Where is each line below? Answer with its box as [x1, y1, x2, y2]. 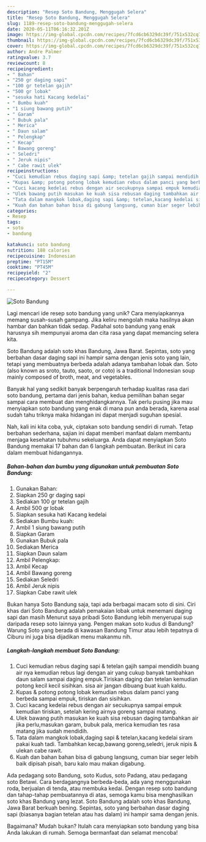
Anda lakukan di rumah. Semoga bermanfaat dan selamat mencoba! [7, 829, 178, 836]
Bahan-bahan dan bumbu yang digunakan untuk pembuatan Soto [7, 463, 179, 470]
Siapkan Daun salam [15, 549, 68, 557]
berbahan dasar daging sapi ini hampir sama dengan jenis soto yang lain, [7, 354, 191, 361]
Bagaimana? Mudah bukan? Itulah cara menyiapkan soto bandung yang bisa [7, 822, 199, 830]
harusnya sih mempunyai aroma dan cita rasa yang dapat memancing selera [7, 329, 199, 336]
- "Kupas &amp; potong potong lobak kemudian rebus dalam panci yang [7, 180, 188, 186]
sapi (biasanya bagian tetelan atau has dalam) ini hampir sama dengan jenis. [7, 810, 199, 818]
